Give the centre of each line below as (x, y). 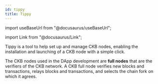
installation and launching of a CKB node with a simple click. (65, 52)
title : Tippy (18, 14)
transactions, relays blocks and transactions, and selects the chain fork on (79, 71)
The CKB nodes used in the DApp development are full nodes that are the (79, 61)
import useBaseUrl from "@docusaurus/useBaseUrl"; (58, 28)
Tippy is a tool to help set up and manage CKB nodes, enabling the (71, 46)
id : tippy (15, 9)
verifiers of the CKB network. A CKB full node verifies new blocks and (75, 66)
